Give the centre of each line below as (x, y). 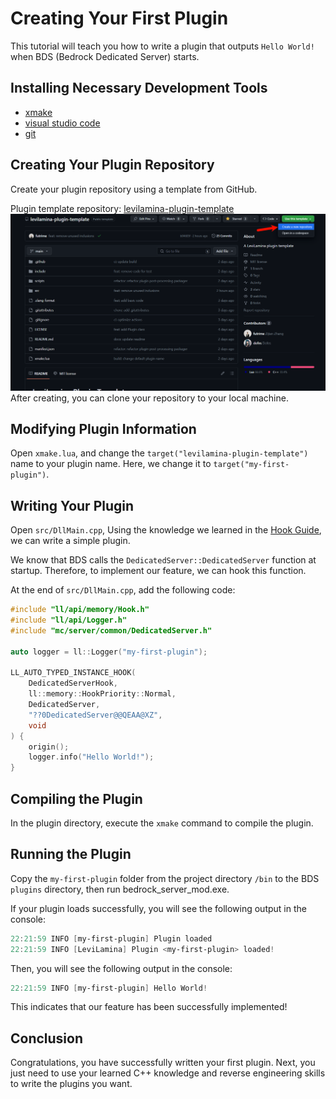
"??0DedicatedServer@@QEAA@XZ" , (95, 715)
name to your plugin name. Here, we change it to (111, 464)
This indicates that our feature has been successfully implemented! (149, 1007)
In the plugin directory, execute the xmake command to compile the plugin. (162, 823)
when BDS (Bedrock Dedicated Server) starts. (105, 56)
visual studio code (62, 123)
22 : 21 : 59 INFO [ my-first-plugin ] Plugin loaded (111, 938)
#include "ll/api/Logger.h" (69, 620)
